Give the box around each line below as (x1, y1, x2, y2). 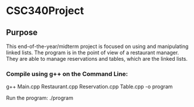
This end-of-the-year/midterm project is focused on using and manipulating (6, 43, 189, 50)
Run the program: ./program (6, 95, 74, 102)
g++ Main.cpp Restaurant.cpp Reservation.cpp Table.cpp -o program (6, 83, 173, 90)
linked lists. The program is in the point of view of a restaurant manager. (6, 49, 179, 56)
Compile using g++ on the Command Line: (6, 70, 129, 78)
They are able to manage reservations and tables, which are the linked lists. (6, 56, 188, 62)
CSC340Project (6, 4, 84, 18)
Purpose (6, 27, 38, 37)
